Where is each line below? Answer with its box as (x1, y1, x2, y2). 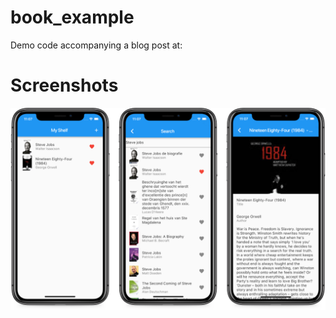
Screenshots (10, 74, 119, 97)
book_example (10, 6, 135, 29)
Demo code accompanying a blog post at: (10, 39, 183, 51)
